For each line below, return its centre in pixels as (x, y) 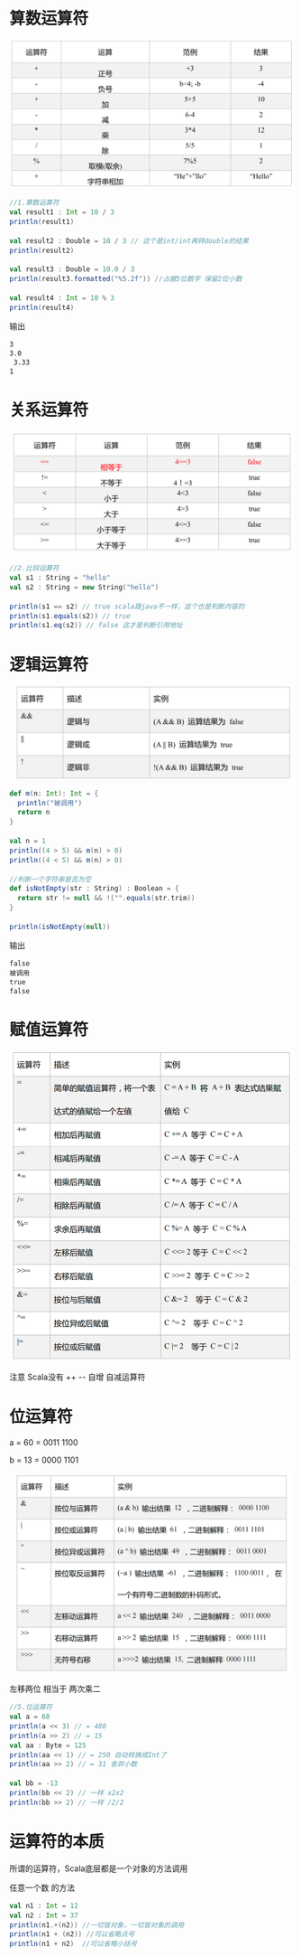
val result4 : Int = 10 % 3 (62, 298)
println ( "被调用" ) (50, 803)
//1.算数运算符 (35, 203)
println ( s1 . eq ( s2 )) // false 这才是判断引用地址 (96, 626)
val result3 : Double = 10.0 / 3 (72, 269)
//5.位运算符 (31, 1708)
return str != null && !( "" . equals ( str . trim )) (106, 899)
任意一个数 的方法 (42, 1887)
